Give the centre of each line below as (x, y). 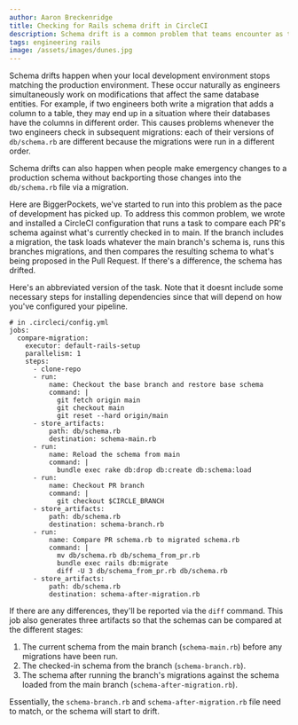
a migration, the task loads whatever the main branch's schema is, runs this (147, 242)
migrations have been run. (70, 657)
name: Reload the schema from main (114, 455)
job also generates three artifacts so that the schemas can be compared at (145, 620)
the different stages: (46, 630)
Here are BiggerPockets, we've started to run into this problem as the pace (145, 204)
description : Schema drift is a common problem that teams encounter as (146, 34)
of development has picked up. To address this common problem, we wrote (147, 214)
